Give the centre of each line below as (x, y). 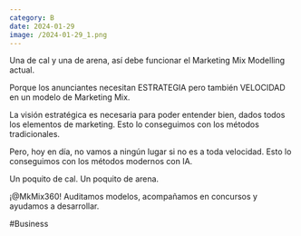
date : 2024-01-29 (42, 26)
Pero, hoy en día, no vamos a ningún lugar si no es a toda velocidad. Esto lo (150, 152)
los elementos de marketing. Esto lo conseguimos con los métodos (135, 124)
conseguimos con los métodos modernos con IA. (101, 162)
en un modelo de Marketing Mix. (70, 97)
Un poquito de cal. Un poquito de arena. (84, 179)
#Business (29, 224)
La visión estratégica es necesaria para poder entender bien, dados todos (147, 115)
